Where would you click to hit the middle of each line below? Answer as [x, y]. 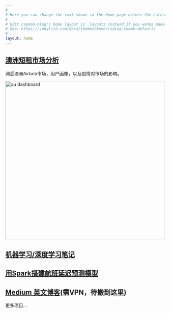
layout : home [19, 39]
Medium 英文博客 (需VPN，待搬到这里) [66, 292]
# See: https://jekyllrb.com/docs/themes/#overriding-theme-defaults [81, 29]
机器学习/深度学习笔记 [40, 255]
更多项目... [16, 305]
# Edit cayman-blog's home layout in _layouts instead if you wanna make [85, 24]
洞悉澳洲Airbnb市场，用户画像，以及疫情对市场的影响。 [64, 73]
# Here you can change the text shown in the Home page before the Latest [86, 15]
